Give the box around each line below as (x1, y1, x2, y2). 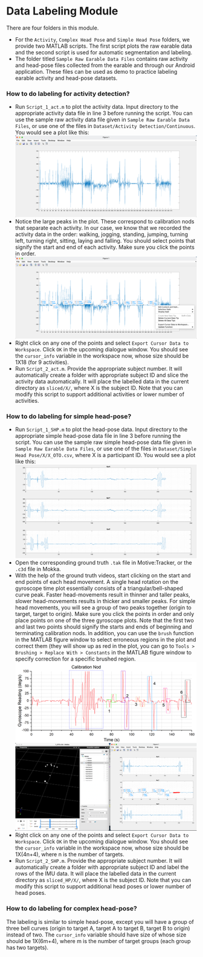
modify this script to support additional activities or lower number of (14, 391, 185, 398)
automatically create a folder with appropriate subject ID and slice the (14, 371, 188, 379)
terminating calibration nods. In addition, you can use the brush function (14, 629, 195, 636)
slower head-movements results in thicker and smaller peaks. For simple (14, 597, 196, 604)
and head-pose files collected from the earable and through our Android (14, 62, 195, 69)
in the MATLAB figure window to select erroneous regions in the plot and (14, 636, 196, 643)
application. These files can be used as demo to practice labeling (14, 68, 178, 75)
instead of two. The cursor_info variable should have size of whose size (6, 931, 187, 938)
